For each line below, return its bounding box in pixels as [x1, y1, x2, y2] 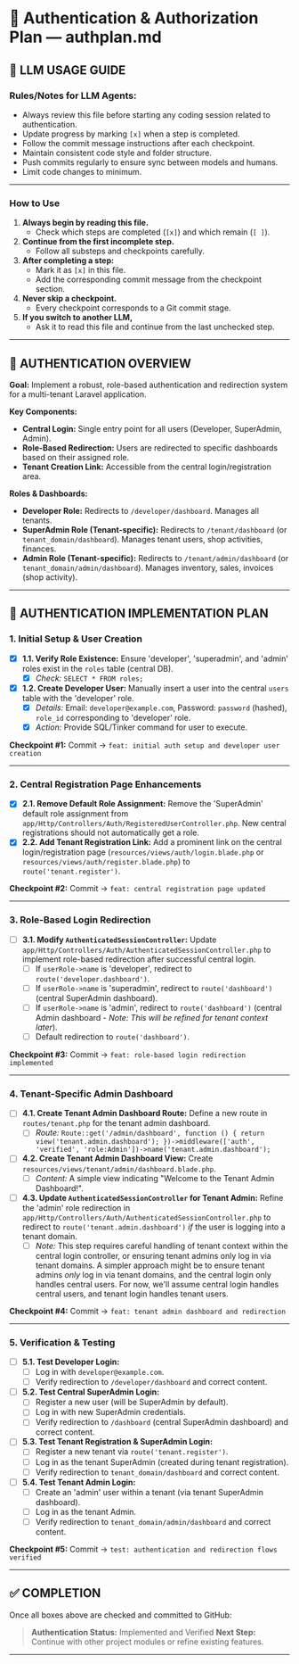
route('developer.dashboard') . [35, 973, 150, 984]
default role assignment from [21, 808, 129, 819]
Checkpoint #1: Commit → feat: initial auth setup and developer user [9, 740, 280, 750]
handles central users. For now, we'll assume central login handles [35, 1279, 279, 1289]
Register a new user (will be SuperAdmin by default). [35, 1396, 229, 1408]
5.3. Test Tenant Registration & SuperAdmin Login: [21, 1436, 214, 1447]
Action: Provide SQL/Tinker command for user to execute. [35, 722, 248, 733]
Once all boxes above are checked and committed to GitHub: [9, 1610, 232, 1620]
